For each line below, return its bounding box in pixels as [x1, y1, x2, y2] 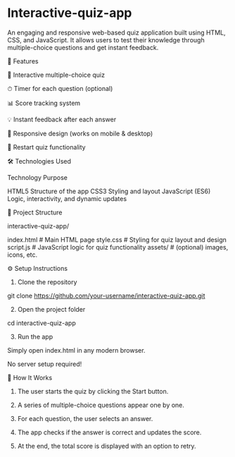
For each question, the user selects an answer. [17, 414, 153, 422]
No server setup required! [7, 360, 82, 368]
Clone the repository [17, 277, 77, 286]
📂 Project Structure [7, 208, 63, 217]
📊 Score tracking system [7, 99, 81, 107]
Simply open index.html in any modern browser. [7, 346, 146, 354]
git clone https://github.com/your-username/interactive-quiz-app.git [7, 291, 205, 300]
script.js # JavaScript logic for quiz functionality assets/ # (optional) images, [7, 243, 229, 251]
